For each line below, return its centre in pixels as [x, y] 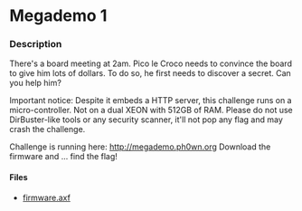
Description [36, 44]
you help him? [35, 83]
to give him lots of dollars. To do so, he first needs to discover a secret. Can [150, 73]
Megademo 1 [58, 16]
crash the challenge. [47, 129]
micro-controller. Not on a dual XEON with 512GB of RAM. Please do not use [151, 110]
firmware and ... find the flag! [63, 157]
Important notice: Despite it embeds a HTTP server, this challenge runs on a [151, 101]
